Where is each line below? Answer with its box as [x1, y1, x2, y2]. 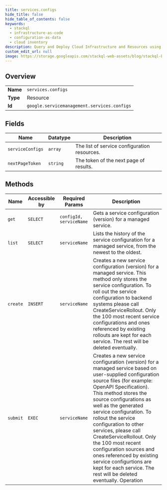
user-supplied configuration [92, 371, 160, 378]
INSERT [28, 301, 44, 307]
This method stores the [92, 389, 147, 396]
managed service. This [92, 269, 147, 276]
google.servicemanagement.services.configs [26, 103, 132, 109]
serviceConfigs [7, 147, 44, 152]
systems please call [92, 300, 139, 307]
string [48, 161, 64, 166]
